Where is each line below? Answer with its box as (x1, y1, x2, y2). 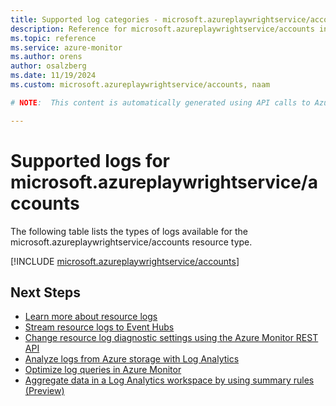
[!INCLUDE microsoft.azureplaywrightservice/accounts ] (10, 255, 240, 267)
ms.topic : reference (10, 33, 97, 43)
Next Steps (10, 284, 81, 301)
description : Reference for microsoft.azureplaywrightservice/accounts (10, 24, 315, 34)
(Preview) (24, 385, 65, 397)
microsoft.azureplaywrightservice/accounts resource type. (10, 236, 253, 248)
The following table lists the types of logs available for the (10, 225, 249, 237)
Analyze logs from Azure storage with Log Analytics (24, 353, 240, 365)
